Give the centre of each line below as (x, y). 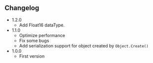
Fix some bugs (34, 41)
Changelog (22, 8)
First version (32, 56)
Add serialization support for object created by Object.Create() (84, 45)
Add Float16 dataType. (42, 25)
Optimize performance (42, 35)
